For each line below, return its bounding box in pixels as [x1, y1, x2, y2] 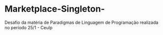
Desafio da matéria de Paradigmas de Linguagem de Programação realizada [4, 19, 159, 25]
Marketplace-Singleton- [4, 3, 105, 15]
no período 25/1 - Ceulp [4, 24, 52, 30]
